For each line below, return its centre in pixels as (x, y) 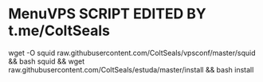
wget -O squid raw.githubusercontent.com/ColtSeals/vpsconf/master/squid (132, 53)
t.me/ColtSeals (59, 31)
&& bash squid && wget (47, 61)
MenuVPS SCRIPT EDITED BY (108, 14)
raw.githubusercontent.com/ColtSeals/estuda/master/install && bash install (131, 69)
